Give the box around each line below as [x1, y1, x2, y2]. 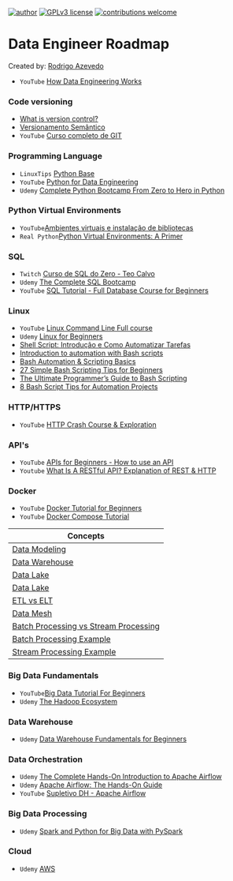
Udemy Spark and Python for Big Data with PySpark [19, 826, 183, 836]
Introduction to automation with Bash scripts [19, 348, 164, 358]
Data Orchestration [8, 754, 83, 765]
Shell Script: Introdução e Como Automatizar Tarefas [19, 340, 191, 350]
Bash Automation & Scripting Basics [19, 357, 136, 366]
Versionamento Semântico [19, 122, 105, 132]
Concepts [67, 530, 105, 542]
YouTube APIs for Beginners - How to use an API [19, 458, 174, 467]
